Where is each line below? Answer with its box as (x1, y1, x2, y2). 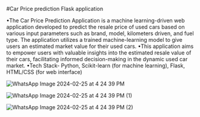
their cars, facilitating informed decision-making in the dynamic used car (6, 56, 188, 62)
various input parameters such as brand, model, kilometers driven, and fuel (6, 30, 194, 37)
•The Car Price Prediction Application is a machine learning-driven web (6, 17, 185, 24)
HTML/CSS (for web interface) (6, 69, 83, 75)
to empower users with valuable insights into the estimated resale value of (6, 49, 192, 56)
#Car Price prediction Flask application (6, 5, 104, 12)
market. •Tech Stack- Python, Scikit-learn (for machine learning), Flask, (6, 62, 185, 69)
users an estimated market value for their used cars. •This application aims (6, 42, 194, 50)
